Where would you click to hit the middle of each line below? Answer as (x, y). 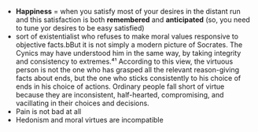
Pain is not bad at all (48, 112)
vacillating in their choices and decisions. (82, 103)
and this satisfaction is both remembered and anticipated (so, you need (133, 20)
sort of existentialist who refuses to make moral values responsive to (127, 36)
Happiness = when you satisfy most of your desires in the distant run (128, 11)
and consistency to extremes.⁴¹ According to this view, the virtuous (124, 61)
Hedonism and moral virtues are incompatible (89, 120)
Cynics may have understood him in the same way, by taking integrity (128, 53)
